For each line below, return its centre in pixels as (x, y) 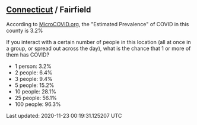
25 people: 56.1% (36, 98)
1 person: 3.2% (33, 66)
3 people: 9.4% (34, 79)
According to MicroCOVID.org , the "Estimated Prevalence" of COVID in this (98, 24)
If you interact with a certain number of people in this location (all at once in (99, 42)
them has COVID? (28, 54)
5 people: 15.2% (34, 85)
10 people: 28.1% (35, 91)
